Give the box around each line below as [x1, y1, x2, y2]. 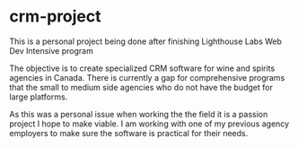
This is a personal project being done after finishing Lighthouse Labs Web [9, 36, 283, 47]
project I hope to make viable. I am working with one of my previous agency [9, 118, 290, 129]
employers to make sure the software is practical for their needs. [9, 127, 249, 138]
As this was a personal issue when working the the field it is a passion [9, 108, 268, 119]
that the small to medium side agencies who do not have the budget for [9, 82, 274, 92]
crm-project [9, 6, 101, 27]
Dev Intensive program [9, 45, 94, 56]
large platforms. [9, 91, 68, 102]
